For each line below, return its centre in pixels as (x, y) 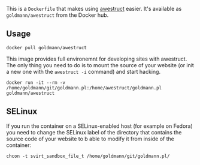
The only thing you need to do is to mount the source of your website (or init (100, 65)
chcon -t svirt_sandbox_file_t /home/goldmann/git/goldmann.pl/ (88, 156)
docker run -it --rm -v (36, 82)
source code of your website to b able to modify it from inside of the (90, 139)
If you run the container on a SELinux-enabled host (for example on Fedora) (99, 126)
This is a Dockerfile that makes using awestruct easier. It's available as (94, 9)
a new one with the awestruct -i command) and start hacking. (83, 71)
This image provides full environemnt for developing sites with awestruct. (97, 59)
